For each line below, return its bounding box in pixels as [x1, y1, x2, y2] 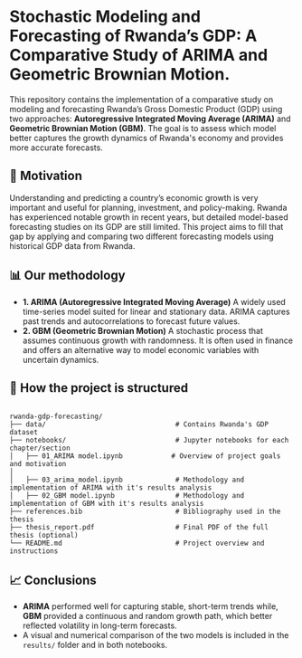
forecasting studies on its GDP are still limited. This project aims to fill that [9, 221, 284, 232]
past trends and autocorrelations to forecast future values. [22, 315, 241, 327]
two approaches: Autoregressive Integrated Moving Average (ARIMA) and [9, 113, 291, 124]
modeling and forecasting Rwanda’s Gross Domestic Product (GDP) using [9, 103, 283, 114]
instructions [9, 547, 59, 556]
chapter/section [9, 443, 71, 453]
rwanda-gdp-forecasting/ [9, 412, 103, 422]
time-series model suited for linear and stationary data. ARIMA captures [22, 306, 291, 317]
